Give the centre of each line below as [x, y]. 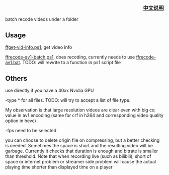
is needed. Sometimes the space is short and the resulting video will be [79, 145]
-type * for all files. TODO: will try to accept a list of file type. [68, 100]
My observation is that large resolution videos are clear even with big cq [80, 110]
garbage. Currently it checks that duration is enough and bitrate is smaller [82, 151]
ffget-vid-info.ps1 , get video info [39, 47]
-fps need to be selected [31, 130]
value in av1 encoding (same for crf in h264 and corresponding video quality [84, 115]
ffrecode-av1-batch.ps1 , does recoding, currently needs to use [70, 57]
